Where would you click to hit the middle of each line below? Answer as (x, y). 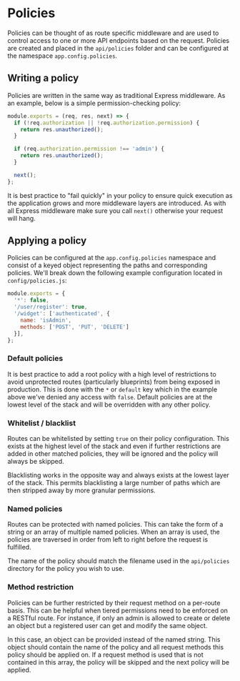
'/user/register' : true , (51, 307)
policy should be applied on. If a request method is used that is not (105, 655)
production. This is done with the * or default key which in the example (112, 389)
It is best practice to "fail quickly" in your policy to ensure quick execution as (120, 195)
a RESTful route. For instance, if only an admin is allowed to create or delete (119, 618)
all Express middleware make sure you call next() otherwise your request (115, 210)
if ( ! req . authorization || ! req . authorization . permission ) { (107, 123)
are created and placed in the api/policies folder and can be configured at (118, 48)
